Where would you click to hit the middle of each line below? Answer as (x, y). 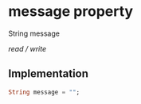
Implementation (49, 74)
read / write (27, 48)
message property (71, 12)
